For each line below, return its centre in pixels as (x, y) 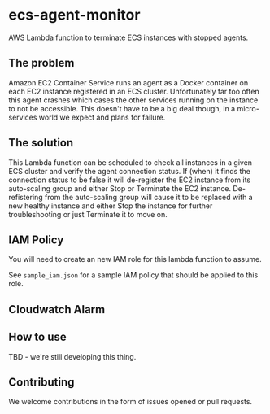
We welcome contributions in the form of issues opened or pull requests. (131, 402)
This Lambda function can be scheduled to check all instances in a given (131, 162)
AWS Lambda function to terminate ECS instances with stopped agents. (128, 37)
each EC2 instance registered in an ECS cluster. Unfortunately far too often (134, 91)
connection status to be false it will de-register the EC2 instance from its (129, 180)
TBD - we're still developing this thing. (72, 356)
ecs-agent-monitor (74, 15)
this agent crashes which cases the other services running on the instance (133, 100)
